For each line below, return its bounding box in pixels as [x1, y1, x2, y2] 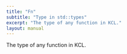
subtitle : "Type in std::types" [6, 14, 87, 20]
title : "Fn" [6, 8, 36, 15]
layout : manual [6, 25, 44, 31]
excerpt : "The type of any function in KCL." [6, 20, 122, 26]
